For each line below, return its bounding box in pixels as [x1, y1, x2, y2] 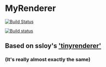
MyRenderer [5, 3, 56, 14]
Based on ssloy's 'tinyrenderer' [5, 42, 101, 50]
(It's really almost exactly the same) [5, 56, 91, 63]
